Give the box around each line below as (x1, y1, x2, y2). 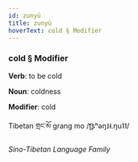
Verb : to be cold (8, 71, 63, 81)
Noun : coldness (8, 86, 62, 96)
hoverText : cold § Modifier (8, 26, 103, 34)
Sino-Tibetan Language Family (8, 144, 111, 154)
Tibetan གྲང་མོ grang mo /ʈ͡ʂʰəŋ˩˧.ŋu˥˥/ (8, 121, 130, 130)
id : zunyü (8, 11, 42, 20)
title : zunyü (8, 19, 52, 27)
